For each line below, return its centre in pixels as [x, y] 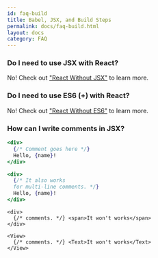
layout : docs [26, 33]
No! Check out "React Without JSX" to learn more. [78, 78]
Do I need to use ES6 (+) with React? [68, 95]
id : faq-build [27, 13]
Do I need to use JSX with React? [63, 63]
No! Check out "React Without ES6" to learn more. [78, 110]
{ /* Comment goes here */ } [52, 149]
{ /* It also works [40, 180]
